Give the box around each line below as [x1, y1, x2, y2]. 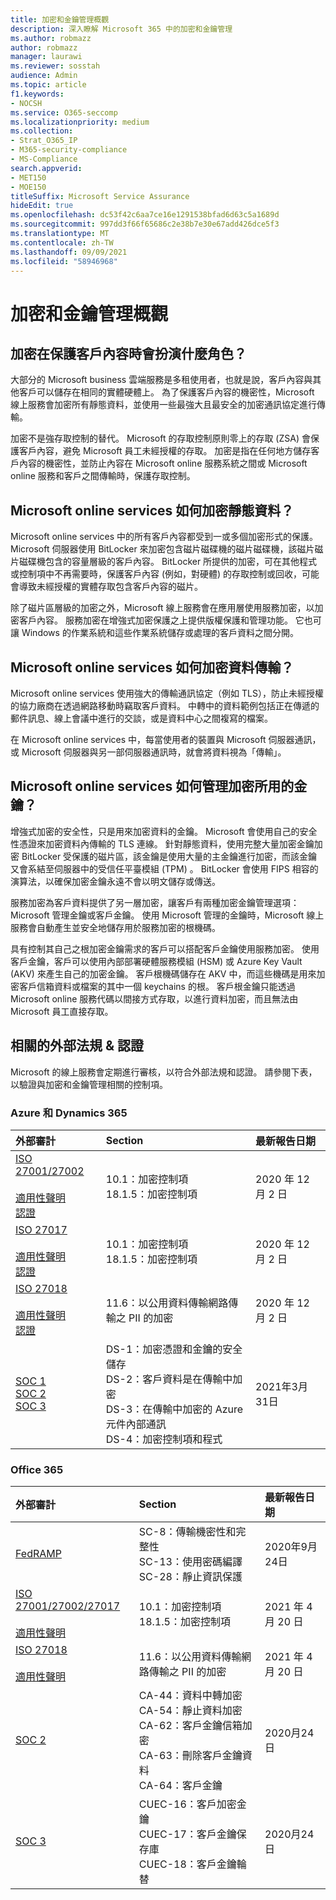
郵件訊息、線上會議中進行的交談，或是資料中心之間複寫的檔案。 [10, 712, 273, 724]
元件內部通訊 [105, 1417, 167, 1431]
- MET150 [10, 172, 47, 183]
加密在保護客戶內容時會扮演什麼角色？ [10, 345, 247, 362]
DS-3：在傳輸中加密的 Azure [105, 1402, 244, 1416]
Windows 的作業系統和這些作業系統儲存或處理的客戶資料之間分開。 [21, 627, 299, 639]
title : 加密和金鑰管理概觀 [10, 14, 110, 25]
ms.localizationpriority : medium [10, 117, 150, 127]
